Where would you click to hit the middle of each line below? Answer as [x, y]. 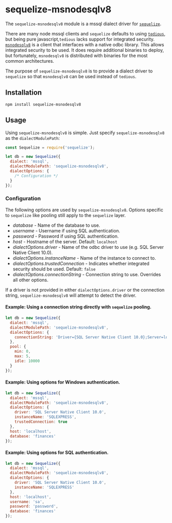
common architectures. [30, 61]
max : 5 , [23, 356]
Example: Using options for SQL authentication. [57, 452]
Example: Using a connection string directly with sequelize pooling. [79, 307]
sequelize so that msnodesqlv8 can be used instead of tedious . [71, 76]
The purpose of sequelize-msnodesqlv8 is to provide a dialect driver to [79, 71]
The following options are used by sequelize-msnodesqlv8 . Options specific [84, 210]
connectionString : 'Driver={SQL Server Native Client [73, 337]
